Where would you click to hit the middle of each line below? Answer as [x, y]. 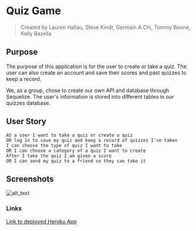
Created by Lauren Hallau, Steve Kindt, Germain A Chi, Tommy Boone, [105, 27]
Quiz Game [34, 11]
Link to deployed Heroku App [41, 221]
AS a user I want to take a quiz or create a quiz [69, 135]
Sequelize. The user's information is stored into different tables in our [90, 96]
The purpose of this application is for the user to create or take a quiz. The [97, 66]
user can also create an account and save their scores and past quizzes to [96, 73]
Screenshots [30, 179]
